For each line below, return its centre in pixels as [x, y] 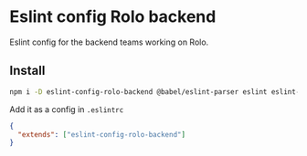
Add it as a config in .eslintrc [67, 109]
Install [27, 71]
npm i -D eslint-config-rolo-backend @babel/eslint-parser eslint [138, 92]
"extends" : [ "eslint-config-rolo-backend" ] [101, 134]
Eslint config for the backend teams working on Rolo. [109, 42]
